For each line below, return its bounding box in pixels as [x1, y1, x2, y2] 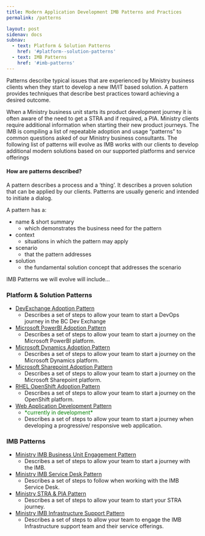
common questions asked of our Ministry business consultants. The [6, 134, 177, 142]
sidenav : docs [6, 31, 43, 37]
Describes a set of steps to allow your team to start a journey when [24, 415, 194, 423]
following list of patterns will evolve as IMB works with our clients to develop [6, 140, 199, 148]
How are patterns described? [6, 168, 82, 175]
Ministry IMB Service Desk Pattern [15, 470, 102, 478]
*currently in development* [24, 409, 94, 417]
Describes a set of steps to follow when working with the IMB [24, 477, 179, 485]
